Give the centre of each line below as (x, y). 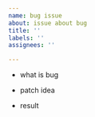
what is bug (39, 75)
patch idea (38, 90)
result (29, 106)
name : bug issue (35, 16)
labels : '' (26, 38)
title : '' (25, 30)
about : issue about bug (48, 23)
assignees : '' (32, 45)
